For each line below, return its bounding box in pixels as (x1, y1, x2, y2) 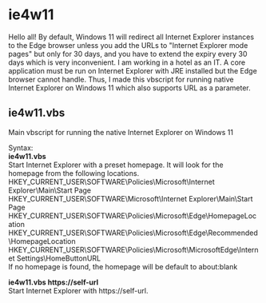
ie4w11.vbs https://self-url (8, 277, 98, 287)
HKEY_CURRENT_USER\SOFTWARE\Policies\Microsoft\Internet (8, 177, 215, 186)
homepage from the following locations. (8, 168, 140, 177)
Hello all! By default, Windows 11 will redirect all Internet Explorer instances (8, 32, 254, 42)
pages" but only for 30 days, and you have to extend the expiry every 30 (8, 49, 248, 58)
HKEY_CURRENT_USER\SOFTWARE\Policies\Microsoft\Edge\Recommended (8, 228, 258, 237)
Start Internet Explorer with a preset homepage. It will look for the (8, 160, 224, 169)
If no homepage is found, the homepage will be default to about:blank (8, 261, 238, 271)
